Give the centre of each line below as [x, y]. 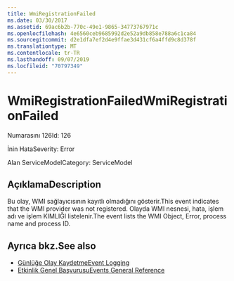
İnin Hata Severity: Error [41, 149]
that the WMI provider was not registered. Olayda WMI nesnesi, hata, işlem [116, 209]
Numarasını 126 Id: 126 [39, 135]
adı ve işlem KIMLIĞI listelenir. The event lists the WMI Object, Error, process [117, 216]
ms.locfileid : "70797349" [45, 66]
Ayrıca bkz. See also [52, 246]
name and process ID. [39, 224]
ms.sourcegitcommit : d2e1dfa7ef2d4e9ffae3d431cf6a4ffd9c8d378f [102, 40]
